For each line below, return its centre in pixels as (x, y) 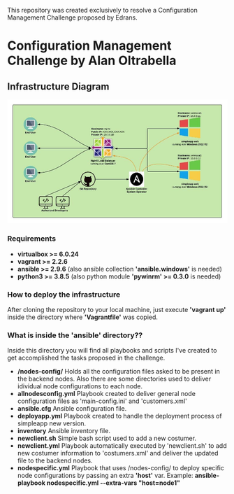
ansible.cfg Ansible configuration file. (72, 409)
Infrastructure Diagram (58, 86)
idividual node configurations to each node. (80, 386)
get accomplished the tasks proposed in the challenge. (86, 358)
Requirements (32, 239)
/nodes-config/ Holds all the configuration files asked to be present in (118, 372)
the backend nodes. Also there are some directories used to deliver (114, 379)
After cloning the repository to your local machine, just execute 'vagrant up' (117, 310)
